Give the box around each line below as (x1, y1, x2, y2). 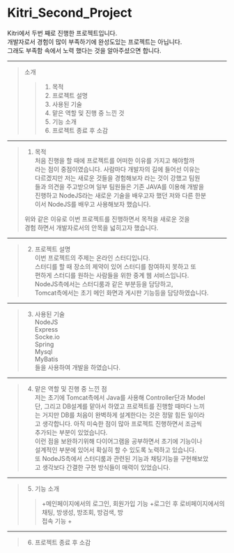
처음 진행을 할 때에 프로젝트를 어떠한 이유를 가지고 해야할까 (34, 156, 195, 165)
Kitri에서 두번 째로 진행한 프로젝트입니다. (7, 29, 118, 37)
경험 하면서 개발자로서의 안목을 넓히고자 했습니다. (24, 223, 159, 232)
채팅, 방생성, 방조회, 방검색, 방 (41, 508, 124, 516)
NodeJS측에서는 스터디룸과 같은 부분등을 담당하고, (34, 279, 173, 288)
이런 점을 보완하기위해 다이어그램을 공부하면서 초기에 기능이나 (34, 436, 203, 445)
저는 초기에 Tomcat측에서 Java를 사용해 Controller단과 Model (34, 393, 205, 401)
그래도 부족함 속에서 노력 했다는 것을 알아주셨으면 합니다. (7, 46, 162, 54)
